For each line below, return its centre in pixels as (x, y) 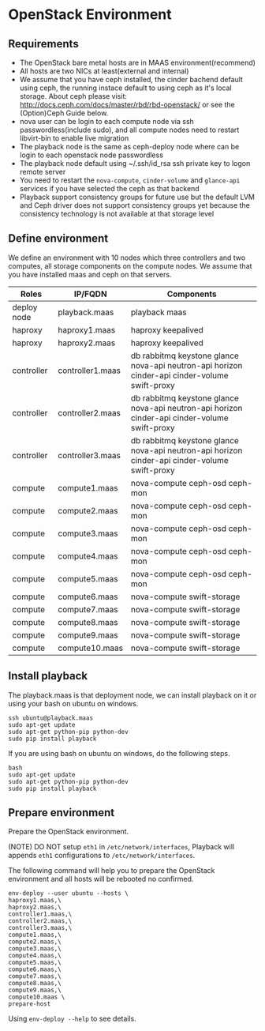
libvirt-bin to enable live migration (74, 138)
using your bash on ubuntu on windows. (73, 703)
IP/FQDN (91, 294)
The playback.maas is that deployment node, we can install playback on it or (132, 695)
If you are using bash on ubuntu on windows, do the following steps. (119, 753)
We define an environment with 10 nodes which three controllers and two (127, 258)
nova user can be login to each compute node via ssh (107, 121)
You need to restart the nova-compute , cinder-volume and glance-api (130, 180)
